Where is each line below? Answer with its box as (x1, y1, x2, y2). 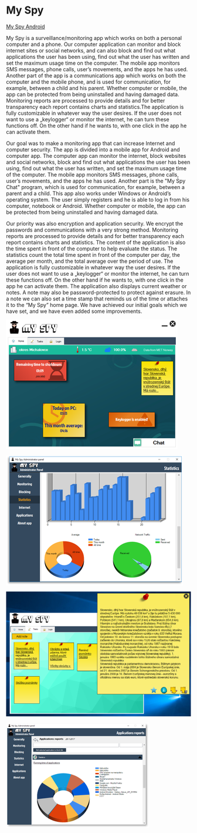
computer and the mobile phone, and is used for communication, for (6, 78, 171, 85)
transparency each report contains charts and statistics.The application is (6, 103, 184, 110)
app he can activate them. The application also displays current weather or (6, 282, 187, 289)
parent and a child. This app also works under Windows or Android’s (6, 190, 171, 197)
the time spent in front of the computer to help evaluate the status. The (6, 245, 178, 252)
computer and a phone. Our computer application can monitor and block (6, 41, 181, 48)
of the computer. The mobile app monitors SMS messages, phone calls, (6, 171, 179, 178)
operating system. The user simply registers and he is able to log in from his (6, 196, 189, 203)
